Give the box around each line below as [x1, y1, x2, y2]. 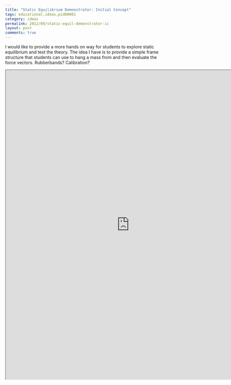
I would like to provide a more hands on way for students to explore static [5, 44, 154, 49]
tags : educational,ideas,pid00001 [5, 12, 77, 17]
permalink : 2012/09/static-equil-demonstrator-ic [5, 21, 110, 26]
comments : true [5, 30, 37, 35]
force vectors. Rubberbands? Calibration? [5, 60, 90, 65]
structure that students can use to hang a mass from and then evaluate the [5, 54, 157, 60]
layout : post [5, 26, 32, 31]
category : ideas [5, 16, 38, 21]
